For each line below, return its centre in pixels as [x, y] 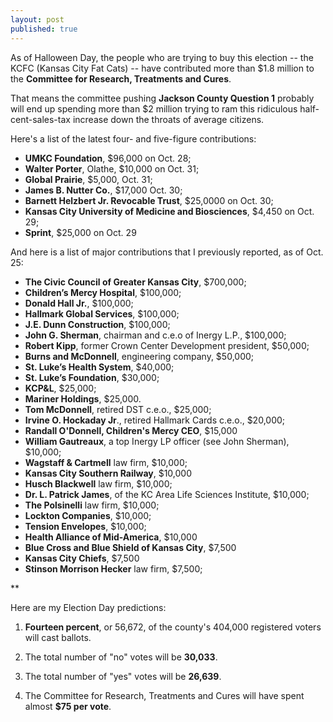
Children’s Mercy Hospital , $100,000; [103, 292]
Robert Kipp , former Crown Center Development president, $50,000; [167, 345]
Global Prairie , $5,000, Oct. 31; [88, 179]
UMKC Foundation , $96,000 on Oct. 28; [108, 158]
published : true [44, 29]
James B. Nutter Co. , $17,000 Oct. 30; [103, 190]
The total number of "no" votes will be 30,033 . [121, 657]
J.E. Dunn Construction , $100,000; [97, 324]
